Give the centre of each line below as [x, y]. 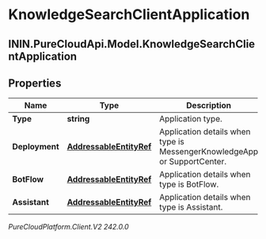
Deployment [36, 147]
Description [209, 106]
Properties [35, 83]
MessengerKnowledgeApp [209, 152]
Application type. [191, 119]
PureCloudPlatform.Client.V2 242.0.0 [68, 227]
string [78, 119]
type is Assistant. [191, 207]
